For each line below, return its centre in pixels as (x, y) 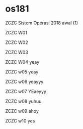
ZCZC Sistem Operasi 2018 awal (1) (41, 23)
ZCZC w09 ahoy (22, 111)
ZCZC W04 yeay (22, 62)
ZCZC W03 (17, 52)
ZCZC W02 (17, 42)
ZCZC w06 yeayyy (24, 81)
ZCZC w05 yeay (22, 72)
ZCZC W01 (16, 32)
